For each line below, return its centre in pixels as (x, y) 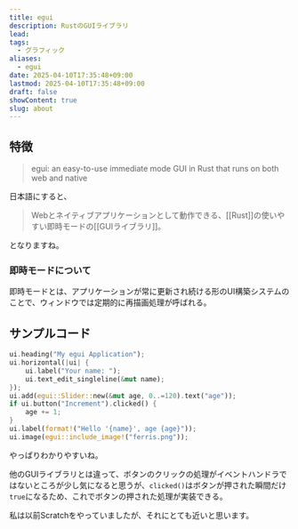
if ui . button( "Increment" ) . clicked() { (83, 404)
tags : (19, 42)
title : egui (31, 17)
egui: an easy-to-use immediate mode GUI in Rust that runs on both (155, 169)
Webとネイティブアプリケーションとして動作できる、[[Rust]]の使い (154, 215)
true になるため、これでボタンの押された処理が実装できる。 (118, 496)
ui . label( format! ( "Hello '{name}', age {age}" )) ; (103, 429)
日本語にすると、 (40, 196)
